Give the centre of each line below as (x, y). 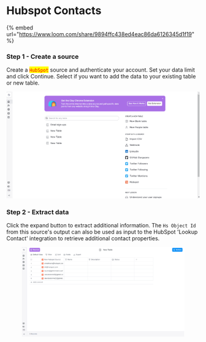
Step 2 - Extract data (38, 212)
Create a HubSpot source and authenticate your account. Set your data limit (101, 70)
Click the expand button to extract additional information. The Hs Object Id (101, 225)
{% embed (20, 28)
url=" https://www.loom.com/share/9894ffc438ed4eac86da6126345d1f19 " (101, 34)
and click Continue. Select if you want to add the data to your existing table (101, 77)
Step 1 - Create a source (43, 56)
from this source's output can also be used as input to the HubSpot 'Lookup (102, 232)
